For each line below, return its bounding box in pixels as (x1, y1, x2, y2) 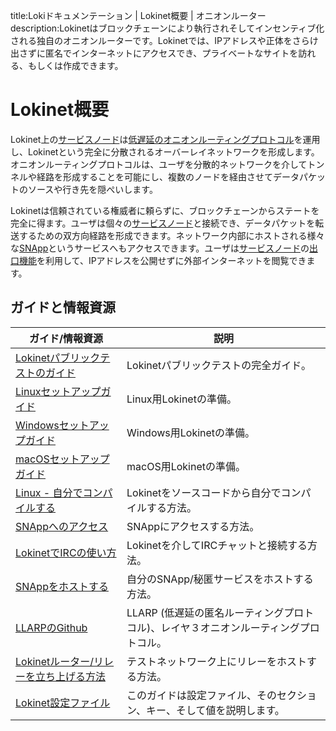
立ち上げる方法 (35, 669, 107, 683)
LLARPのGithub (15, 620, 88, 634)
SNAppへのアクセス (15, 519, 109, 533)
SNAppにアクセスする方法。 (126, 519, 260, 533)
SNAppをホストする (15, 579, 109, 593)
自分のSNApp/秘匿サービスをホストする (126, 572, 314, 586)
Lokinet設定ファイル (15, 695, 111, 709)
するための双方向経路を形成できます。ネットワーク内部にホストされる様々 (18, 229, 325, 241)
